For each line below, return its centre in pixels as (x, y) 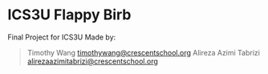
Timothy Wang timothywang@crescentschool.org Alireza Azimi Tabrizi (143, 52)
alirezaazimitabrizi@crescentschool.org (92, 61)
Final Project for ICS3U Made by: (62, 37)
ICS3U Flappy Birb (69, 15)
